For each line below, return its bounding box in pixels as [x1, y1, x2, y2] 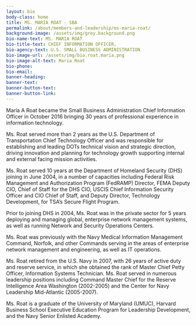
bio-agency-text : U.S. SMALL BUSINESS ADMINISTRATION [6, 47, 141, 53]
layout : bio [6, 8, 35, 15]
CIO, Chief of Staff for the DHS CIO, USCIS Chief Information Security [6, 186, 174, 193]
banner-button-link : [6, 91, 57, 96]
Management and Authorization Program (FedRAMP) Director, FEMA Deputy [6, 179, 191, 186]
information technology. [6, 119, 64, 126]
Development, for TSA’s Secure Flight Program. [6, 198, 120, 205]
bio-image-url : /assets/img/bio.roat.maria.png [6, 52, 125, 58]
